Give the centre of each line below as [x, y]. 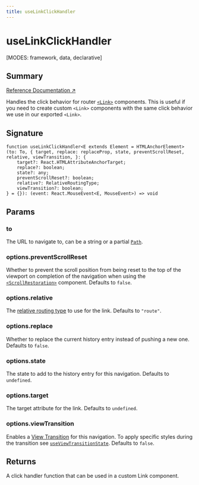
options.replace [30, 326]
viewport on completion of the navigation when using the [76, 276]
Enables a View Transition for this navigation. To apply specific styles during [99, 436]
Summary [25, 76]
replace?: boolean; [41, 168]
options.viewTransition [40, 424]
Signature [25, 133]
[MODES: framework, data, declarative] [54, 58]
